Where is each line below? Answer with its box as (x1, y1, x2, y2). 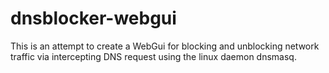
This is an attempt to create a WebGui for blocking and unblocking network (10, 40, 320, 52)
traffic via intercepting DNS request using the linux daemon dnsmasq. (10, 50, 297, 62)
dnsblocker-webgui (10, 7, 177, 30)
